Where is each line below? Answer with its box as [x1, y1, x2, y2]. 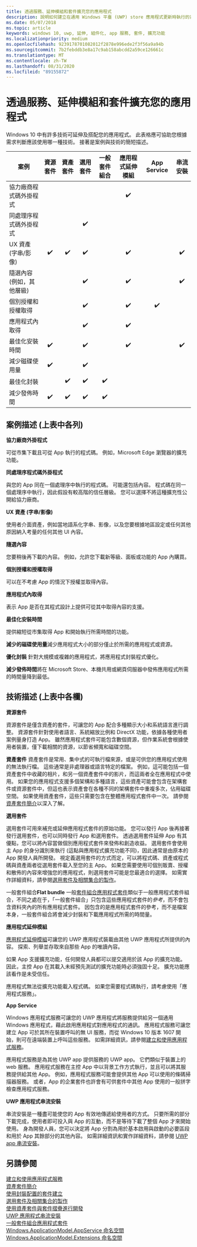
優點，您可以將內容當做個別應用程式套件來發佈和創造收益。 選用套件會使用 [6, 839, 188, 847]
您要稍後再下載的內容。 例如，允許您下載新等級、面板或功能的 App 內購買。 [6, 553, 190, 560]
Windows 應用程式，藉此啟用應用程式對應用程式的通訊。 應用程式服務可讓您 [6, 1021, 191, 1028]
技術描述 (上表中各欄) [6, 692, 83, 702]
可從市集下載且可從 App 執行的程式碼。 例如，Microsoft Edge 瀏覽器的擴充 [6, 449, 187, 456]
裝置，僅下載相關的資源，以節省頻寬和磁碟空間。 [16, 743, 135, 750]
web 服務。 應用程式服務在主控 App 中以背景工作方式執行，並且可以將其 [6, 1063, 181, 1070]
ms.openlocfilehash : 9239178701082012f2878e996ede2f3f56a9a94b [6, 42, 164, 48]
